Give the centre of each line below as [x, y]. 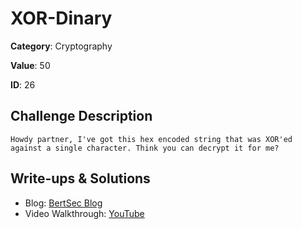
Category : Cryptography [61, 46]
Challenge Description [81, 116]
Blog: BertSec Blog [63, 203]
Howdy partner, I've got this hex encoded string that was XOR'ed [151, 139]
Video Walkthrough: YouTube [84, 213]
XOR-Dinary [61, 18]
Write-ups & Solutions [80, 178]
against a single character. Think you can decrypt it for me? [145, 148]
